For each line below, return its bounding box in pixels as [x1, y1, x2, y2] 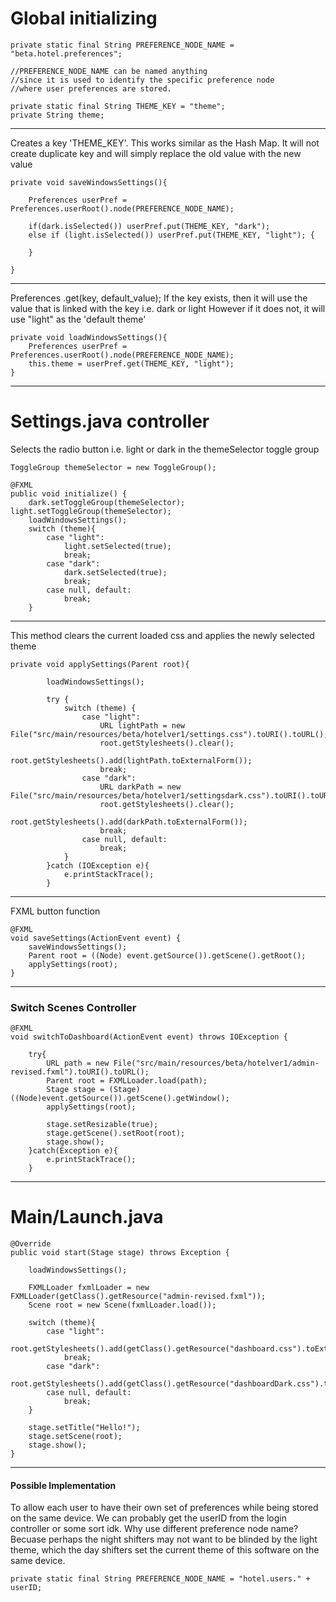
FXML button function [10, 905, 101, 917]
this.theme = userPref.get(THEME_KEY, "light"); [28, 358, 235, 369]
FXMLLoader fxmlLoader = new [28, 1283, 150, 1293]
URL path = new [46, 1058, 110, 1069]
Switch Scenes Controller [10, 1000, 137, 1014]
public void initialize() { [10, 488, 128, 499]
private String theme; [10, 110, 105, 120]
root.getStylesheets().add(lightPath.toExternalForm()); [10, 755, 253, 766]
